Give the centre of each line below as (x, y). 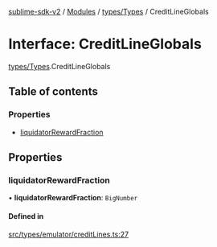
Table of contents (53, 92)
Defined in (26, 216)
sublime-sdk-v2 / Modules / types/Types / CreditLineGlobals (108, 12)
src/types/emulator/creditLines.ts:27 (69, 234)
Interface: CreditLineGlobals (105, 44)
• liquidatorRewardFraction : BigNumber (73, 198)
